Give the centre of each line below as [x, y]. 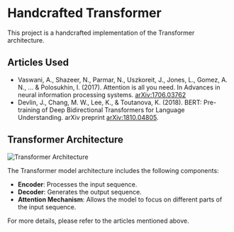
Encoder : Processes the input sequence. [77, 184]
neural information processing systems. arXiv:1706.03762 [102, 94]
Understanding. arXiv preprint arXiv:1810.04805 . [88, 117]
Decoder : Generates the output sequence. [79, 192]
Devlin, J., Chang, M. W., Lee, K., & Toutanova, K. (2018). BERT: [110, 102]
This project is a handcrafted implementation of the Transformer [101, 33]
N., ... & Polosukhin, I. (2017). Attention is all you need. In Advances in [119, 87]
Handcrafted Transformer [84, 13]
